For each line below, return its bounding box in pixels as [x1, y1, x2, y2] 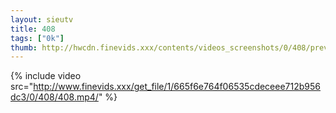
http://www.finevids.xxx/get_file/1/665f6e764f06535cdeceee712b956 [33, 81, 321, 93]
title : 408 [10, 24, 56, 34]
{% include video [10, 70, 82, 82]
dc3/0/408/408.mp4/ [10, 91, 99, 103]
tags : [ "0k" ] [10, 33, 65, 43]
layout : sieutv [10, 14, 74, 25]
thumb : [10, 42, 38, 53]
